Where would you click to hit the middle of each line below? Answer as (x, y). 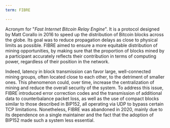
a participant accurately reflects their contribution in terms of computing (81, 56)
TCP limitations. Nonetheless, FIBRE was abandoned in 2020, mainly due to (84, 109)
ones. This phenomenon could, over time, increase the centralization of (80, 82)
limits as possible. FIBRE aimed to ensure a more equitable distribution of (81, 45)
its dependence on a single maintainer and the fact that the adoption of (79, 115)
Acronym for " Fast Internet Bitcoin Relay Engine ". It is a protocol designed (82, 29)
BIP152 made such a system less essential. (50, 120)
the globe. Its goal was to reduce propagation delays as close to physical (82, 40)
